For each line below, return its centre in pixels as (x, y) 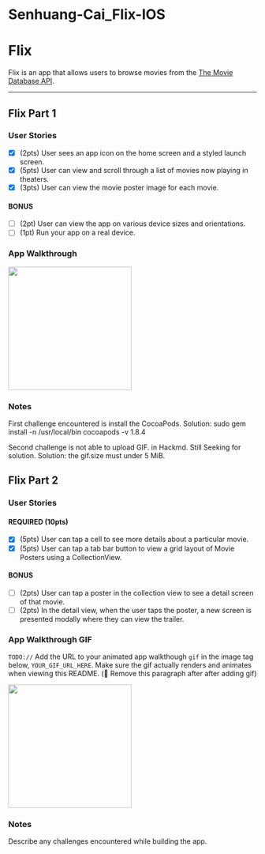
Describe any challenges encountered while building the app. (108, 841)
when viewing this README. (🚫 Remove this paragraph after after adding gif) (132, 674)
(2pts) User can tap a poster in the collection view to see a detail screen (136, 593)
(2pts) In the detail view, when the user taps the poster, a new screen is (136, 610)
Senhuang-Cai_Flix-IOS (87, 15)
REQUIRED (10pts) (38, 521)
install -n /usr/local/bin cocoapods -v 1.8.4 (77, 431)
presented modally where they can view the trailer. (102, 619)
